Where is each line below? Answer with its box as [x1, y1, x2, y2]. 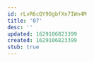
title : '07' [7, 17, 42, 24]
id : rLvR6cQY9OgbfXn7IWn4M [7, 10, 87, 18]
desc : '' [7, 24, 33, 31]
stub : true [7, 43, 40, 51]
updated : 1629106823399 [7, 30, 78, 38]
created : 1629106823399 [7, 37, 78, 44]
